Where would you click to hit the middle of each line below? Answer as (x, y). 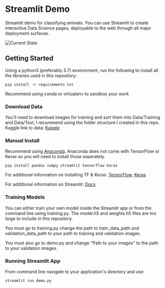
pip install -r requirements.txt (39, 84)
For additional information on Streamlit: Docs (50, 184)
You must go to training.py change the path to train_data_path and (72, 228)
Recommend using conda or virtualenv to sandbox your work (67, 94)
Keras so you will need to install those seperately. (55, 157)
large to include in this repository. (39, 218)
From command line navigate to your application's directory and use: (75, 271)
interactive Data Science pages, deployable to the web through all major (78, 28)
